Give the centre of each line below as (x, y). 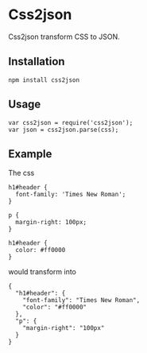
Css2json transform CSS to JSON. (64, 37)
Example (30, 154)
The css (21, 173)
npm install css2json (44, 80)
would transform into (43, 272)
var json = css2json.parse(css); (64, 130)
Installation (37, 62)
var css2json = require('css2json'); (71, 122)
